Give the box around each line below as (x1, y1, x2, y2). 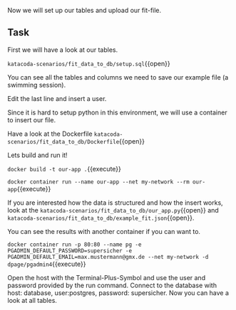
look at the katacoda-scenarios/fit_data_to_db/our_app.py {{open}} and (7, 205, 219, 214)
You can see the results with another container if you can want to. (7, 227, 201, 235)
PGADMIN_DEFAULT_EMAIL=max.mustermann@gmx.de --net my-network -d (7, 253, 209, 260)
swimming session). (7, 80, 66, 89)
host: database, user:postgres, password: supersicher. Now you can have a (7, 288, 230, 297)
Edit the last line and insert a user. (7, 94, 107, 102)
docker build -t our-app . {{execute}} (7, 164, 121, 173)
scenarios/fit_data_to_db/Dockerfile (7, 138, 120, 145)
